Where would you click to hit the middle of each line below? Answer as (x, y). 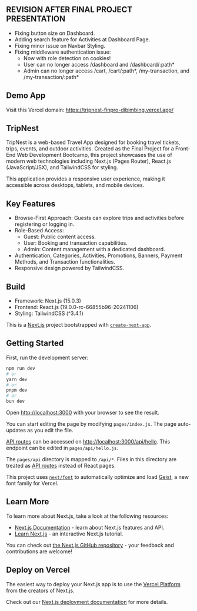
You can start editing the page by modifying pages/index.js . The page (91, 424)
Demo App (26, 96)
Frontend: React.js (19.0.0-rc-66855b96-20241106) (76, 307)
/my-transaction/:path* (51, 77)
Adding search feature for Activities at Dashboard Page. (82, 39)
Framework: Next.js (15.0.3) (48, 301)
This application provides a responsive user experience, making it (86, 179)
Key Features (31, 204)
